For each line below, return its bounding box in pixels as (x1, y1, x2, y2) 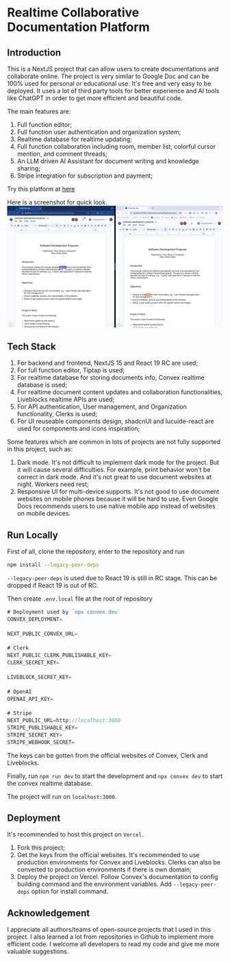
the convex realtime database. (7, 779, 92, 787)
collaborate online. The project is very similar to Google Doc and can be (7, 72, 209, 80)
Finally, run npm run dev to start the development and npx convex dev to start (7, 771, 223, 780)
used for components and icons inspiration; (16, 424, 140, 433)
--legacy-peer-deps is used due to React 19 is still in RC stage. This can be (7, 574, 218, 582)
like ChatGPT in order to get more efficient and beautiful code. (7, 94, 183, 102)
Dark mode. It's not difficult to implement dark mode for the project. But (16, 458, 220, 467)
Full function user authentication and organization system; (16, 128, 181, 136)
